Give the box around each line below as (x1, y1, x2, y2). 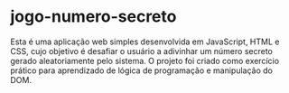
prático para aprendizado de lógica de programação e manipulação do (10, 65, 274, 76)
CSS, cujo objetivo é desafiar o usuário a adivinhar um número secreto (10, 45, 274, 56)
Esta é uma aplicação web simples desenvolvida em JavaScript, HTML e (10, 36, 280, 47)
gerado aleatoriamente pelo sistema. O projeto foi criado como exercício (10, 55, 279, 66)
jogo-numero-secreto (10, 6, 177, 27)
